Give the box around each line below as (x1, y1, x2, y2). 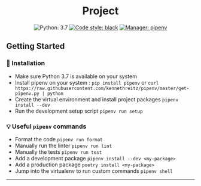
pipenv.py (14, 91, 40, 97)
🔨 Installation (6, 59, 45, 67)
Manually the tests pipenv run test (14, 148, 102, 156)
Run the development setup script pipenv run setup (14, 107, 143, 114)
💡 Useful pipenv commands (6, 122, 87, 131)
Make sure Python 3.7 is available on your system (14, 73, 138, 80)
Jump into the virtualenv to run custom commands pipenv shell (14, 167, 173, 174)
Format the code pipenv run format (14, 135, 103, 142)
